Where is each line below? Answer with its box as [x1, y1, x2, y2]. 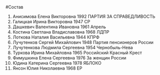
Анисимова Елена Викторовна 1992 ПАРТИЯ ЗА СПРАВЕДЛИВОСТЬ [12, 14, 156, 19]
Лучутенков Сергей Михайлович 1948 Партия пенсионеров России [12, 39, 154, 45]
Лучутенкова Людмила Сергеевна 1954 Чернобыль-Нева [12, 45, 133, 50]
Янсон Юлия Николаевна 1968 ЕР [12, 65, 82, 71]
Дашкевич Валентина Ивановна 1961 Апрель [12, 24, 106, 30]
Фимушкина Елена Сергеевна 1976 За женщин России [12, 55, 126, 60]
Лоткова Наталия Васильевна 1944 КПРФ [12, 34, 100, 40]
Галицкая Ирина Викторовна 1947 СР [12, 19, 91, 24]
